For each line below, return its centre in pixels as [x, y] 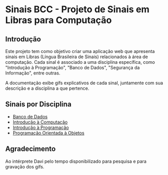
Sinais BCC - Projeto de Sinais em [77, 9]
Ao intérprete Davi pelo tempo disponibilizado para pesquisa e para [76, 161]
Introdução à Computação [40, 122]
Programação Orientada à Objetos [49, 133]
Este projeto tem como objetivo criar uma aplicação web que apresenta [80, 51]
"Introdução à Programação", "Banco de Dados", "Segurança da [73, 68]
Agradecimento [31, 149]
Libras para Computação [59, 20]
